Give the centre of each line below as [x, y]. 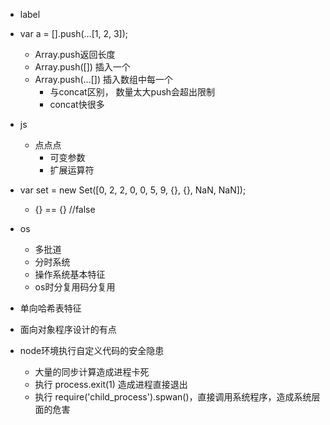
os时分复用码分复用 [75, 287]
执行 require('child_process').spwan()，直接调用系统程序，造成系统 [173, 397]
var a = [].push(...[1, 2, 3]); [74, 33]
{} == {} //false [65, 209]
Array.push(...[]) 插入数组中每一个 [103, 79]
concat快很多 [77, 104]
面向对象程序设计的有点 [68, 329]
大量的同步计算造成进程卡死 [92, 372]
